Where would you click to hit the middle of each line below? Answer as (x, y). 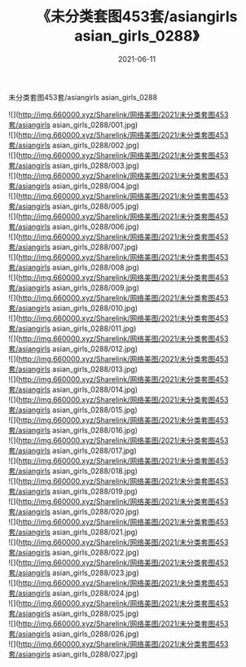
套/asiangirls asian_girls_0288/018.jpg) (73, 471)
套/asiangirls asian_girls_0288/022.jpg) (74, 552)
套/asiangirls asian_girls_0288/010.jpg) (73, 308)
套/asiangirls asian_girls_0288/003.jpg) (74, 165)
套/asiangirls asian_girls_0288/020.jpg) (74, 511)
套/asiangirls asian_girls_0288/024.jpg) (74, 593)
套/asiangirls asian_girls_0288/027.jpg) (73, 654)
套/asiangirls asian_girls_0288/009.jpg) (74, 287)
